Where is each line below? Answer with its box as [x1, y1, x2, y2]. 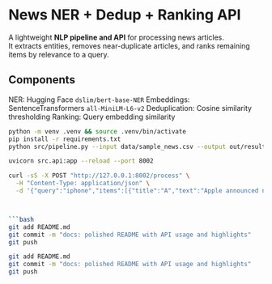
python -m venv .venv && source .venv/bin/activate [8, 127, 186, 135]
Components [8, 73, 75, 87]
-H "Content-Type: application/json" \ [15, 180, 151, 188]
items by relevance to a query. [8, 49, 109, 59]
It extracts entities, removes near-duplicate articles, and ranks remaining [8, 40, 251, 50]
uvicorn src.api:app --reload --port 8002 [8, 157, 154, 165]
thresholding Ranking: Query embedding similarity [8, 112, 176, 121]
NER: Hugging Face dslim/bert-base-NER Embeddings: [8, 95, 190, 104]
